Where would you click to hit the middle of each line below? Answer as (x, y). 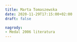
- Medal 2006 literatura (30, 32)
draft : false (18, 19)
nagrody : (14, 27)
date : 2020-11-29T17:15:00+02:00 (39, 14)
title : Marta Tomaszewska (31, 10)
